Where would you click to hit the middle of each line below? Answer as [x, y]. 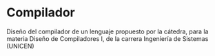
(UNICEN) [21, 46]
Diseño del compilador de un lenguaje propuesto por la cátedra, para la [107, 31]
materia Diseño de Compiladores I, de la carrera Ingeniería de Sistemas [107, 38]
